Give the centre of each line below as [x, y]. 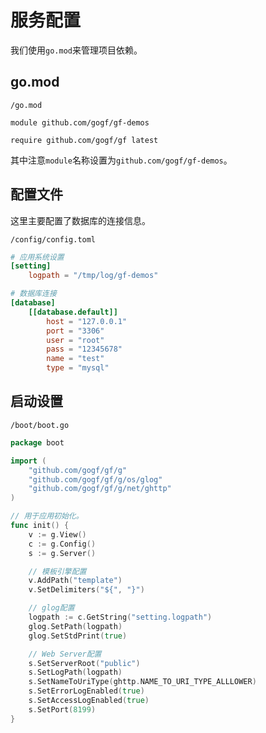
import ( [28, 461]
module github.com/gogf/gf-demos [80, 122]
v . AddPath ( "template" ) [75, 581]
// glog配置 [51, 608]
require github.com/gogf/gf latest [84, 140]
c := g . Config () [62, 544]
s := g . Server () [62, 553]
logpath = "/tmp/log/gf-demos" [93, 276]
